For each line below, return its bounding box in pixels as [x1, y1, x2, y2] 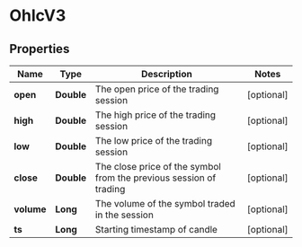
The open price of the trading [94, 83, 219, 95]
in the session [94, 208, 155, 221]
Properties [9, 41, 70, 57]
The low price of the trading [94, 135, 213, 146]
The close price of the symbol [94, 161, 222, 172]
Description [140, 68, 193, 80]
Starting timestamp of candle [94, 224, 218, 235]
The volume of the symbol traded [94, 198, 235, 209]
